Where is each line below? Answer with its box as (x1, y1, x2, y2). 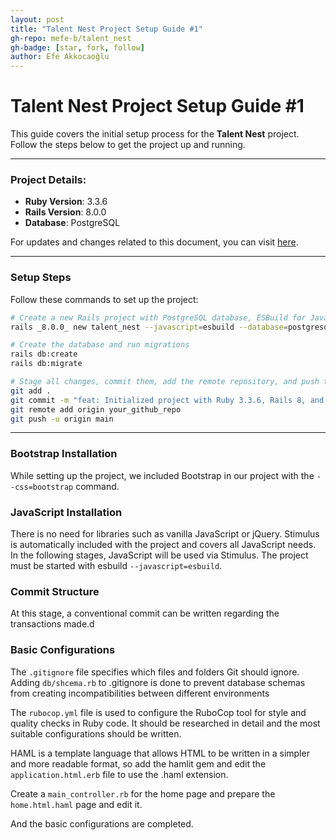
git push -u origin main (10, 414, 114, 424)
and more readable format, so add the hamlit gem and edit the (10, 757, 267, 770)
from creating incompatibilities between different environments (10, 687, 270, 699)
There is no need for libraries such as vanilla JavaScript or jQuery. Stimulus (10, 528, 320, 540)
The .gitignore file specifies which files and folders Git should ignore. (10, 666, 300, 678)
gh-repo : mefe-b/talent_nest (10, 33, 132, 43)
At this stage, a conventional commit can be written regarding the (10, 607, 280, 620)
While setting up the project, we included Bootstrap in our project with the (10, 469, 315, 481)
